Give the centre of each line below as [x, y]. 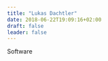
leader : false [27, 32]
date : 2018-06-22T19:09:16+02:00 [54, 20]
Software [20, 52]
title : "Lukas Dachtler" [42, 13]
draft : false [25, 26]
